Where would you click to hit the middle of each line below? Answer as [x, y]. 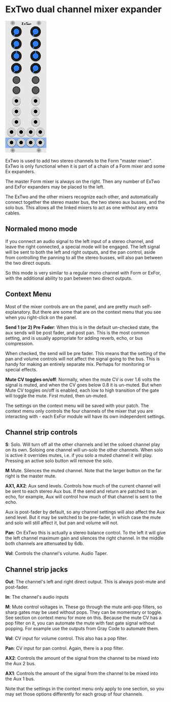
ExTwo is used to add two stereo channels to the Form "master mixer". [79, 160]
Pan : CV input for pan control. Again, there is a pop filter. [65, 649]
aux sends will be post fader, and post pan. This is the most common [77, 333]
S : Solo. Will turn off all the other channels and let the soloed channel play [83, 445]
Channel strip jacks [37, 569]
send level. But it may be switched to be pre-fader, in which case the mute [83, 518]
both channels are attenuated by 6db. [45, 544]
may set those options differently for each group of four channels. [74, 694]
